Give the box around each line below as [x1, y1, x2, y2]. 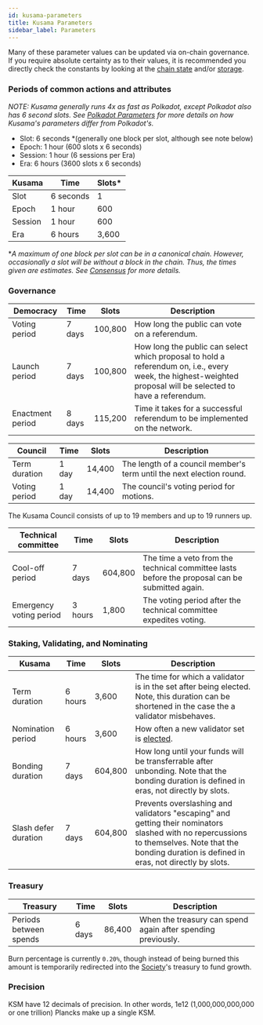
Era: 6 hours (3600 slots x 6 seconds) [19, 159, 142, 168]
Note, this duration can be [135, 691, 231, 702]
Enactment [12, 407, 52, 418]
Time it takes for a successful [134, 403, 243, 414]
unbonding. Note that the [135, 766, 227, 777]
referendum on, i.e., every [134, 360, 229, 371]
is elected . [135, 733, 174, 744]
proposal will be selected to [134, 380, 236, 391]
